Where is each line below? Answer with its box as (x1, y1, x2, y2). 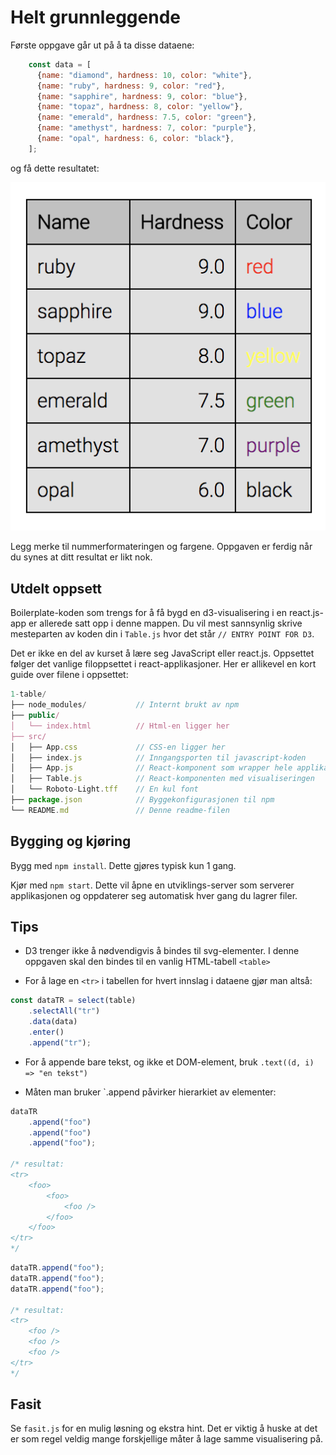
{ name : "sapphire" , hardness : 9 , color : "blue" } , (36, 91, 248, 101)
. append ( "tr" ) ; (28, 1037, 92, 1048)
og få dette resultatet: (10, 162, 100, 174)
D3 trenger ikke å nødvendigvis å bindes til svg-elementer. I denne (24, 945, 300, 957)
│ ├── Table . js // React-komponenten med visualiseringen (10, 774, 315, 784)
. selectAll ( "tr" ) (28, 1006, 101, 1016)
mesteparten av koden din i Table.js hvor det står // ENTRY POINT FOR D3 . (10, 628, 315, 640)
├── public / (10, 711, 60, 721)
